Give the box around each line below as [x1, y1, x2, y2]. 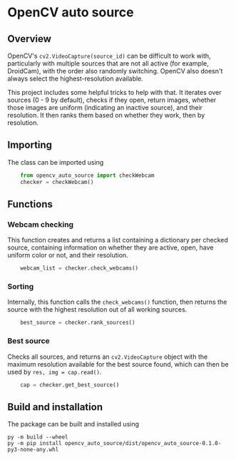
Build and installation [7, 401, 103, 413]
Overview [7, 33, 52, 45]
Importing [7, 139, 52, 151]
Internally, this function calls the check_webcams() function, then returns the [7, 297, 227, 307]
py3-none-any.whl [7, 446, 59, 454]
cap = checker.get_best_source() [20, 381, 120, 389]
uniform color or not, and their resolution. [7, 251, 128, 260]
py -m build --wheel [7, 434, 69, 441]
